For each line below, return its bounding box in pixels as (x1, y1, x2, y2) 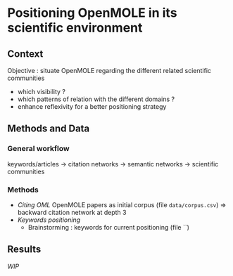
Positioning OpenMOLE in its (7, 5, 177, 21)
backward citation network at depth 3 (17, 208, 127, 216)
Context (7, 48, 44, 60)
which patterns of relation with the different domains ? (17, 95, 175, 103)
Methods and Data (7, 123, 90, 135)
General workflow (7, 144, 70, 154)
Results (7, 244, 42, 256)
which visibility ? (17, 88, 65, 96)
